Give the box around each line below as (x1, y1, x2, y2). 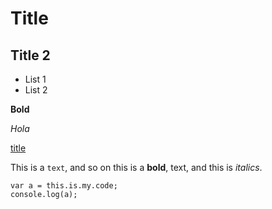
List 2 (24, 84, 48, 96)
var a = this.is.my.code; (10, 181, 118, 191)
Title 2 (10, 47, 51, 64)
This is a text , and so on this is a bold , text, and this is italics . (10, 162, 263, 173)
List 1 (24, 73, 47, 85)
